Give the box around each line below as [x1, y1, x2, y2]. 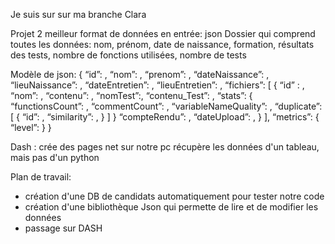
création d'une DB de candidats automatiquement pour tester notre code [24, 190, 325, 202]
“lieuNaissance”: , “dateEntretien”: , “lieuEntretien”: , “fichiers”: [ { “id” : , [10, 79, 305, 91]
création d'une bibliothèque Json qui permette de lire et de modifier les [24, 201, 319, 213]
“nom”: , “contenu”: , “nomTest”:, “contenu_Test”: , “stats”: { [10, 90, 253, 101]
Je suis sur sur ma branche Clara [10, 9, 147, 20]
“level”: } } [10, 122, 52, 133]
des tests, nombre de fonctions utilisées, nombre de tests [10, 49, 247, 61]
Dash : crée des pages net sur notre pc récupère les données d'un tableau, [10, 141, 320, 153]
